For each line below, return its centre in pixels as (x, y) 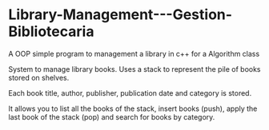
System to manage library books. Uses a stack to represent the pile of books (135, 69)
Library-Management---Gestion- (120, 15)
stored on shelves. (39, 77)
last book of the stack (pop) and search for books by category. (112, 116)
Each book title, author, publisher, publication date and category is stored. (130, 93)
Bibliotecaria (51, 32)
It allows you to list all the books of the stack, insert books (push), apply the (133, 108)
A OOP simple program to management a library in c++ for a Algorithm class (134, 53)
